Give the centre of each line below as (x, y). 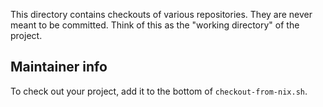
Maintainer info (59, 67)
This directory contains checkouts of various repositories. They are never (161, 14)
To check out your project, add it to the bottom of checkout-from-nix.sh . (159, 91)
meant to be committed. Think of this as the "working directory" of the (155, 25)
